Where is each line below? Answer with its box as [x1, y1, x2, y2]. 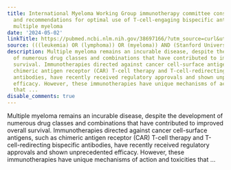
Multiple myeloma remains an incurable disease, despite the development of [7, 112, 223, 120]
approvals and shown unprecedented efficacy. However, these [7, 148, 184, 156]
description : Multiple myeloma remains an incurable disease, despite [7, 49, 214, 56]
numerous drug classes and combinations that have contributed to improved [7, 119, 223, 127]
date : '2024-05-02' [7, 29, 63, 36]
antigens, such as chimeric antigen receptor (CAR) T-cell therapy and [7, 134, 204, 141]
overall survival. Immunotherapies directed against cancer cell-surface [7, 126, 208, 134]
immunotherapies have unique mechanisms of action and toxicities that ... [7, 156, 216, 163]
